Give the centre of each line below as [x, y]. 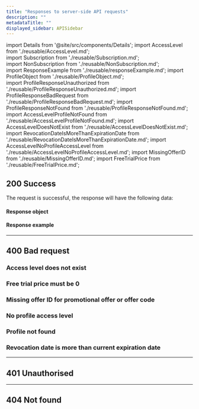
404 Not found [34, 400]
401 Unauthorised [40, 373]
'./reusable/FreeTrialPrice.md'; [43, 165]
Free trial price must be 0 [43, 284]
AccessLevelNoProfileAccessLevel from [55, 146]
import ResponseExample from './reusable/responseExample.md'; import [95, 70]
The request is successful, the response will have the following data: [90, 198]
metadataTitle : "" [29, 23]
